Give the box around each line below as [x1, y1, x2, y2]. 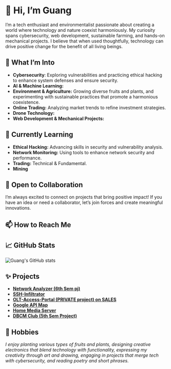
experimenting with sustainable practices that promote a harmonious [12, 93, 158, 99]
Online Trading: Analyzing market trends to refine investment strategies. [12, 105, 166, 111]
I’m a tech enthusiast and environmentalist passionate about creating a [5, 22, 155, 28]
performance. [12, 155, 42, 161]
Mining [12, 166, 28, 172]
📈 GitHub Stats [5, 241, 55, 250]
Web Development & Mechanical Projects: [12, 115, 104, 121]
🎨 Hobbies [5, 327, 39, 336]
